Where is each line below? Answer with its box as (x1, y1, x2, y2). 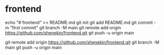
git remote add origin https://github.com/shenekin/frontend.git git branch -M (5, 39, 160, 45)
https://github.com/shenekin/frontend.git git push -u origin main (5, 30, 135, 36)
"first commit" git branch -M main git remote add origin (10, 24, 121, 30)
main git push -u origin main (5, 44, 62, 50)
